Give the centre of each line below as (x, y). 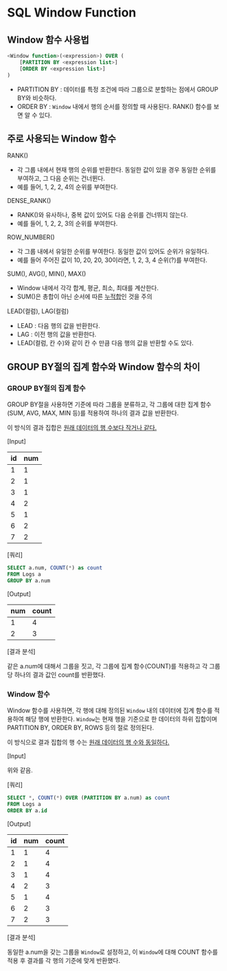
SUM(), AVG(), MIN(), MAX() (47, 274)
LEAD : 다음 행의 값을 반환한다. (59, 326)
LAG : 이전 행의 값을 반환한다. (57, 334)
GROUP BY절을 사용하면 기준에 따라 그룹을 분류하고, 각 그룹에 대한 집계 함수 (109, 404)
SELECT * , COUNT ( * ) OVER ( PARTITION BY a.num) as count (88, 798)
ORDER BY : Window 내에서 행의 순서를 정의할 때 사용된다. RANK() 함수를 (115, 106)
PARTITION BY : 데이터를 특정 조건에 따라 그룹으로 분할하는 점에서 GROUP (118, 89)
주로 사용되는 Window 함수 (62, 139)
